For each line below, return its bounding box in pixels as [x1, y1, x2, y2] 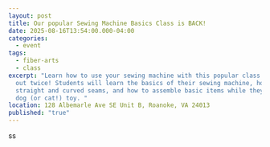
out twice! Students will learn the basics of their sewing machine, [15, 79, 253, 87]
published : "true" [8, 109, 70, 117]
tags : [8, 49, 27, 57]
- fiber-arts [15, 57, 59, 65]
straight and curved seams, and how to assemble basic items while [15, 86, 247, 95]
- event [15, 42, 42, 50]
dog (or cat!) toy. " [15, 94, 88, 102]
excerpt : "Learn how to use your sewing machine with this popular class [8, 71, 261, 80]
